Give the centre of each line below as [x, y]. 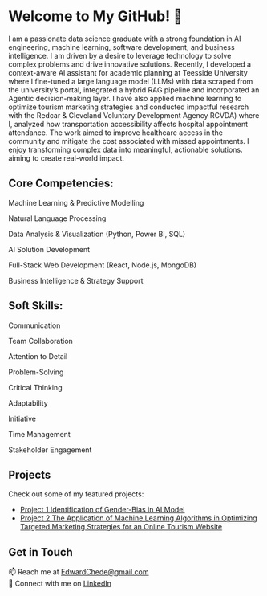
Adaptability [28, 403]
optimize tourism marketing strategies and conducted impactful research [129, 107]
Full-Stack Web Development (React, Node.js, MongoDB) [103, 265]
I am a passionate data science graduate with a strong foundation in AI [125, 39]
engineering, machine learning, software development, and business [121, 47]
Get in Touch [41, 552]
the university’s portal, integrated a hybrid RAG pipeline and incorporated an [134, 90]
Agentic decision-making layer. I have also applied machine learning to [125, 98]
